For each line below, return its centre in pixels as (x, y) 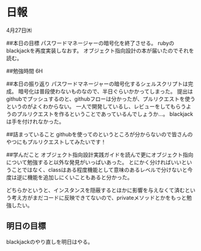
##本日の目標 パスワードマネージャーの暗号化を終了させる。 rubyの (90, 43)
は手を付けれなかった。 (35, 121)
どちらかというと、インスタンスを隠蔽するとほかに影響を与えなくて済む (96, 190)
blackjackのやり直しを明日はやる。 (50, 241)
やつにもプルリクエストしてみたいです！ (56, 142)
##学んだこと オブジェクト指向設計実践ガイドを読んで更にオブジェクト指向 (100, 154)
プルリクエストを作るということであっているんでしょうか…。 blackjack (105, 114)
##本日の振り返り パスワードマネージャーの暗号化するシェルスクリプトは (97, 84)
